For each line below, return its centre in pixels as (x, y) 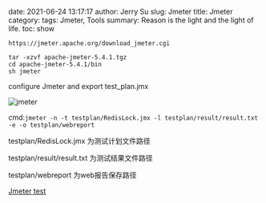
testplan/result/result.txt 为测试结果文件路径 (81, 158)
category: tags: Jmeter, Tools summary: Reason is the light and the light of (131, 20)
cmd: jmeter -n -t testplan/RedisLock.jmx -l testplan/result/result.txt (133, 117)
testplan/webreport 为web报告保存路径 (73, 175)
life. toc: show (31, 28)
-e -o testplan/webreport (51, 125)
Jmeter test (27, 191)
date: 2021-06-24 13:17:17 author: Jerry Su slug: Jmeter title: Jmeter (121, 12)
